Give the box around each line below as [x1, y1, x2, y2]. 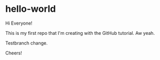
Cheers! [5, 50, 22, 56]
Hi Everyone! [5, 20, 32, 26]
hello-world [5, 3, 56, 15]
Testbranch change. [5, 39, 48, 46]
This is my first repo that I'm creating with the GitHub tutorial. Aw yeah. [5, 30, 155, 36]
